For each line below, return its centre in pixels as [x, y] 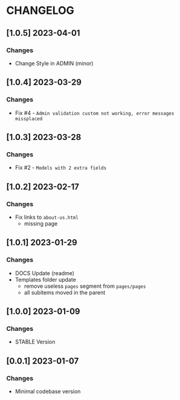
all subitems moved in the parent [65, 292]
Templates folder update [46, 279]
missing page [41, 223]
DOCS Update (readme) [44, 273]
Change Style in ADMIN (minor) [54, 63]
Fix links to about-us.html [47, 217]
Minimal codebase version [48, 391]
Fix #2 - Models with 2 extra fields [61, 168]
